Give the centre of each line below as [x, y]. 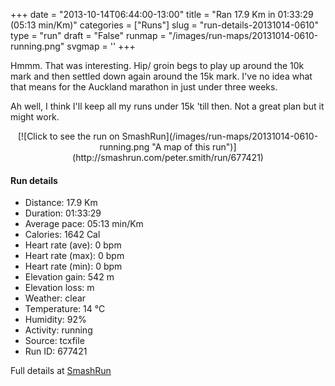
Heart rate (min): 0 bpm [73, 266]
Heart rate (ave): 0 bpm [73, 245]
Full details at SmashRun [61, 371]
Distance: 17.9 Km [61, 203]
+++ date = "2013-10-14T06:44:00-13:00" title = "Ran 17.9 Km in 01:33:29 [162, 14]
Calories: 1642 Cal [62, 235]
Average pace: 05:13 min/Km [84, 224]
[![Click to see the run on [68, 136]
